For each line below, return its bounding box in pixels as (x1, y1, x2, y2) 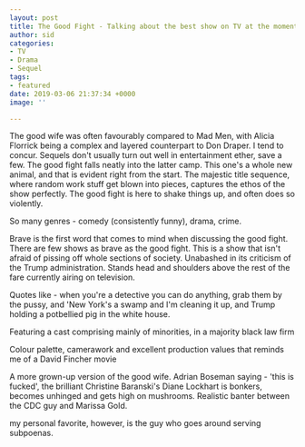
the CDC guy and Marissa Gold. (9, 401, 128, 412)
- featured (9, 81, 51, 90)
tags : (9, 73, 30, 82)
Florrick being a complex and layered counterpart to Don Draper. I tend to (9, 140, 284, 151)
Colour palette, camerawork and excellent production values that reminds (9, 344, 284, 355)
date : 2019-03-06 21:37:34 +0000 (9, 89, 136, 98)
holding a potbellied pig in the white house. (9, 309, 171, 320)
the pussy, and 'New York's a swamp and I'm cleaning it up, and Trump (9, 299, 276, 310)
